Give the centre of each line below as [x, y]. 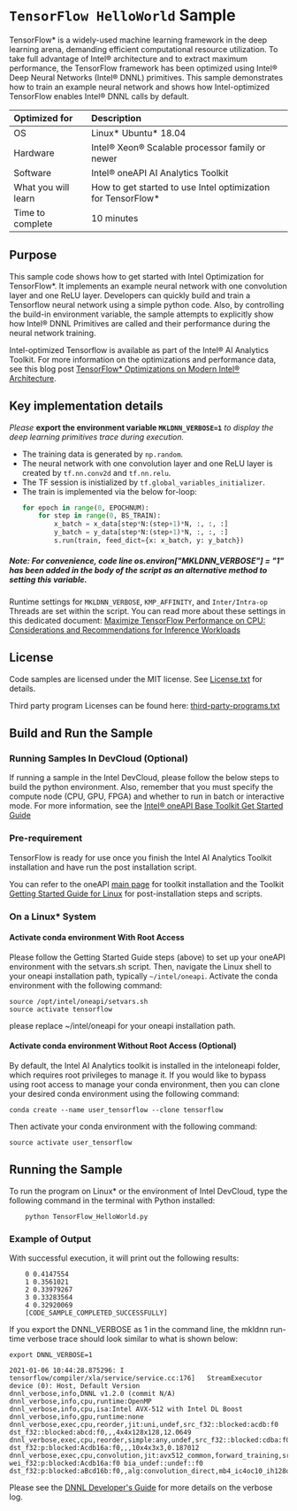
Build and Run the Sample [81, 734]
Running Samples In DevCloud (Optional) [99, 759]
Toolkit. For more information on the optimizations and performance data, [143, 359]
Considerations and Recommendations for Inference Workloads [125, 630]
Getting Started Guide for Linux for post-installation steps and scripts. [136, 894]
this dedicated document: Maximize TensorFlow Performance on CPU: [137, 620]
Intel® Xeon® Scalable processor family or [179, 147]
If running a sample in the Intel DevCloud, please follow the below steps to [145, 778]
